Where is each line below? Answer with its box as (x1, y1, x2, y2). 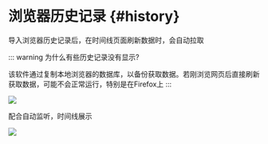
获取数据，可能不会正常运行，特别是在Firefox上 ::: (8, 79, 172, 89)
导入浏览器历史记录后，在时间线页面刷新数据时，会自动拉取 (8, 35, 204, 45)
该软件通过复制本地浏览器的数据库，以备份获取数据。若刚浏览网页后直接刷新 (8, 69, 260, 78)
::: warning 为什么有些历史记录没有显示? (8, 52, 140, 62)
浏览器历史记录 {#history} (8, 7, 180, 26)
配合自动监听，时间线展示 (8, 111, 93, 121)
